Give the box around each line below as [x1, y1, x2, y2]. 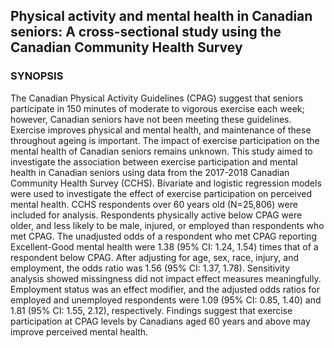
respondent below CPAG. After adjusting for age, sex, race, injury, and [10, 251, 299, 263]
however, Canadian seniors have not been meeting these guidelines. [10, 113, 292, 125]
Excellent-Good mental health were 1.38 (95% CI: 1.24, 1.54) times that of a [10, 240, 319, 253]
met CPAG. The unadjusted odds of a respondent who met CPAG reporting [10, 230, 317, 242]
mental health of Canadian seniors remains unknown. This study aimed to [10, 145, 313, 157]
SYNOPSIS [10, 69, 64, 83]
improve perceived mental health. [10, 325, 149, 338]
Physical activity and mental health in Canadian [10, 8, 313, 25]
